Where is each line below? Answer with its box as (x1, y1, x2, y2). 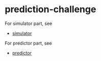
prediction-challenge (5, 4, 96, 15)
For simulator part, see (5, 20, 53, 26)
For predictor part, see (5, 40, 52, 46)
